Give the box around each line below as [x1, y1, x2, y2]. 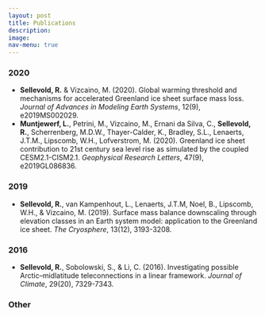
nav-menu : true [8, 41, 59, 49]
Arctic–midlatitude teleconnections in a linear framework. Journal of [19, 271, 242, 280]
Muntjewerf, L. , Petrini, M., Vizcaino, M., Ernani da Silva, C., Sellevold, [19, 119, 252, 129]
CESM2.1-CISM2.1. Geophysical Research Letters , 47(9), [19, 152, 205, 163]
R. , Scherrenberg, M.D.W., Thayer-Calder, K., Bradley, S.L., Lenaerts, [19, 128, 244, 137]
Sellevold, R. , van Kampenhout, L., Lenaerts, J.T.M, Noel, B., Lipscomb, [19, 199, 254, 209]
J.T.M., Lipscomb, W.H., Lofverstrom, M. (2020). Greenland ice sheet [19, 136, 246, 145]
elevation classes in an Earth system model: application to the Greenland [19, 216, 258, 225]
